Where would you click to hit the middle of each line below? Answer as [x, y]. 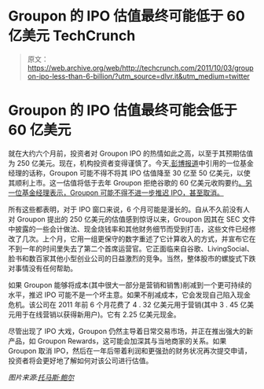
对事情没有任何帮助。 [42, 268]
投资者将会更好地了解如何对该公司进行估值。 [81, 360]
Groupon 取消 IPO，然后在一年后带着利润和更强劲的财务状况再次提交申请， [130, 350]
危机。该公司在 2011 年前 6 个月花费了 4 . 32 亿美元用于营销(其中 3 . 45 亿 [128, 304]
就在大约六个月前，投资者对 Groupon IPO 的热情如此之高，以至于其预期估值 [131, 153]
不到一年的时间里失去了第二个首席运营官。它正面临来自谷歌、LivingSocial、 [131, 248]
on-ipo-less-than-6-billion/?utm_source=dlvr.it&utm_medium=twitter [138, 76]
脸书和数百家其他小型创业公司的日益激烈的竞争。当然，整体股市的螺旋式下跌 [132, 258]
